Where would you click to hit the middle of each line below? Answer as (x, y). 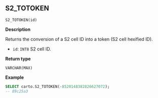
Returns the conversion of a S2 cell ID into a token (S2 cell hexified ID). (79, 39)
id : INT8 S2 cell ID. (32, 49)
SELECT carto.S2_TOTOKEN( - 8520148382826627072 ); (57, 86)
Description (18, 29)
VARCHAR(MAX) (19, 68)
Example (15, 77)
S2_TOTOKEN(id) (21, 20)
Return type (18, 59)
